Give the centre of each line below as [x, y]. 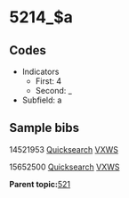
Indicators [40, 71]
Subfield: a [42, 100]
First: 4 [48, 81]
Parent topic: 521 [40, 184]
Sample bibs [44, 128]
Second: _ [54, 91]
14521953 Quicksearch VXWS [64, 149]
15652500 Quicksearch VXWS [64, 167]
